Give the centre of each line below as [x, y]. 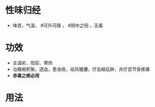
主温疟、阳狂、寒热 [33, 63]
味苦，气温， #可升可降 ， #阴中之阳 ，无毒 [58, 25]
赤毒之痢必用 [26, 75]
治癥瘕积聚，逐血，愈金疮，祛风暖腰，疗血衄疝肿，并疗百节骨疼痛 [81, 69]
